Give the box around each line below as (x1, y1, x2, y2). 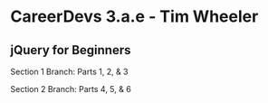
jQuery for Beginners (10, 42, 131, 58)
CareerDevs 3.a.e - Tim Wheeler (10, 6, 259, 27)
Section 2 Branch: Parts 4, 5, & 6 (10, 84, 132, 94)
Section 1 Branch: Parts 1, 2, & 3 (10, 66, 129, 77)
